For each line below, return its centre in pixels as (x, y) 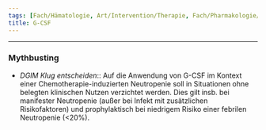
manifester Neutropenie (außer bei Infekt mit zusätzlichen (114, 101)
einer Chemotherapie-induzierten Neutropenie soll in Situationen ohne (134, 83)
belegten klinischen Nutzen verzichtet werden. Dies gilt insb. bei (124, 92)
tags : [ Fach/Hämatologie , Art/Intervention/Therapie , (99, 15)
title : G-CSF (30, 23)
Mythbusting (34, 58)
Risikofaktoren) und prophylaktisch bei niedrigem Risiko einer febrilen (133, 109)
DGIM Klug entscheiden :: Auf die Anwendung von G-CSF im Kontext (131, 75)
